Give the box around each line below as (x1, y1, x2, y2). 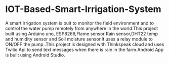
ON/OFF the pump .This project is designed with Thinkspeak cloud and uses (5, 41, 164, 47)
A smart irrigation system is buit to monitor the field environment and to (5, 20, 154, 26)
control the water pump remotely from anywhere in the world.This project (5, 25, 158, 31)
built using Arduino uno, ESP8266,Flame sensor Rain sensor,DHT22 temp (5, 30, 158, 36)
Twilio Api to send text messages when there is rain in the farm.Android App (5, 46, 164, 52)
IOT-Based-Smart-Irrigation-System (5, 3, 161, 15)
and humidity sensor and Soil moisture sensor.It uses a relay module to (5, 36, 153, 42)
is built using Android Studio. (5, 51, 65, 58)
